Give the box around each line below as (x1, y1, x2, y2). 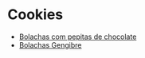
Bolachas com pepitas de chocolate (18, 32, 137, 41)
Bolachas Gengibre (18, 40, 82, 49)
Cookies (7, 6, 64, 24)
